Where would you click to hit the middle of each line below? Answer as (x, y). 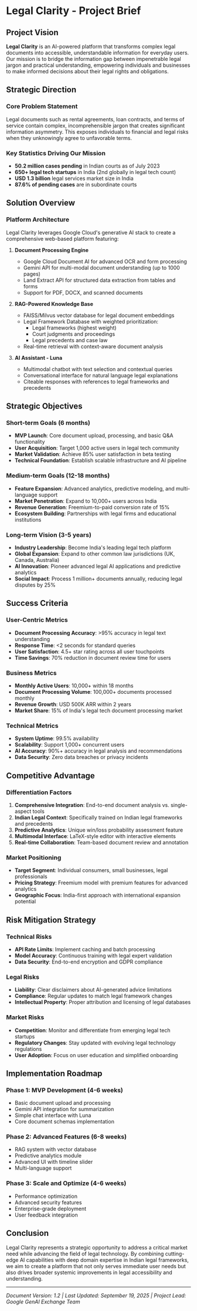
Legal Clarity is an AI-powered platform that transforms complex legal (91, 46)
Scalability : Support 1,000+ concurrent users (69, 745)
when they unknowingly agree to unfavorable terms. (69, 138)
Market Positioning (34, 857)
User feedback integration (46, 1215)
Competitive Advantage (50, 776)
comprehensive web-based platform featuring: (62, 239)
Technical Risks (29, 937)
